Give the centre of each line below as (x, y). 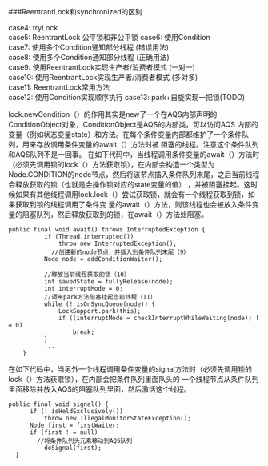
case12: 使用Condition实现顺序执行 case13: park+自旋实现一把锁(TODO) (127, 97)
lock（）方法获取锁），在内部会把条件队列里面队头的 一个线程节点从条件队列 (134, 379)
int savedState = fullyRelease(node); (108, 282)
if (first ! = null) (64, 432)
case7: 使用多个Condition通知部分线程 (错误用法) (89, 47)
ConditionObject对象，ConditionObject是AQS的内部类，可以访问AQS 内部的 (133, 124)
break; (83, 332)
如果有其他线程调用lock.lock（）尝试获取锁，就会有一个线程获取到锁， (131, 194)
